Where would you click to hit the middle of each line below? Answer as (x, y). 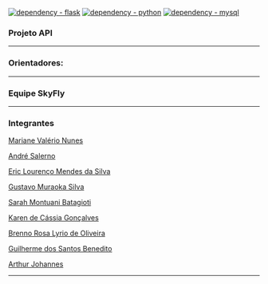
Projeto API (31, 33)
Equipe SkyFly (37, 93)
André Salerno (32, 156)
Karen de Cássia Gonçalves (54, 218)
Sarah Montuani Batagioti (50, 203)
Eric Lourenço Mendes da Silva (59, 172)
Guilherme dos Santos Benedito (60, 249)
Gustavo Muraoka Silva (46, 187)
